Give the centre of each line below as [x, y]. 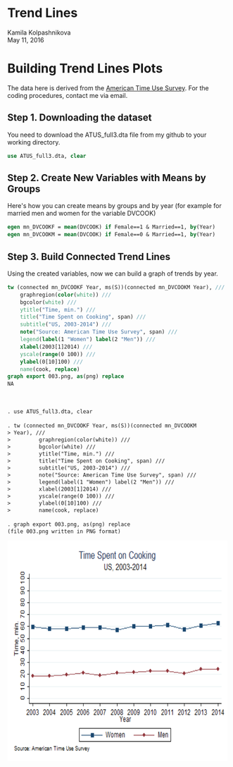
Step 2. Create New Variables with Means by [107, 178]
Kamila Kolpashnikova [39, 32]
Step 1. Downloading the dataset [80, 118]
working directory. [34, 142]
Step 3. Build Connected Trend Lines [89, 256]
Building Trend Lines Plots [85, 69]
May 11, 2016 [26, 39]
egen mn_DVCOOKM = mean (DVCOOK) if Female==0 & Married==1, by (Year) [112, 235]
